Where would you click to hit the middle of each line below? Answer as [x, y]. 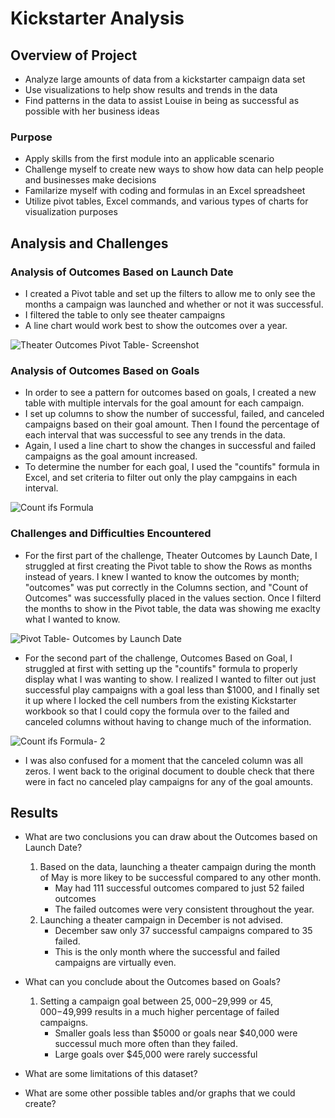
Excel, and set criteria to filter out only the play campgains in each [161, 478]
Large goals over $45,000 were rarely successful [156, 1054]
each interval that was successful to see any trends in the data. [155, 435]
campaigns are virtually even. [115, 963]
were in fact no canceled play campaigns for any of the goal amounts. [168, 781]
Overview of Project [74, 55]
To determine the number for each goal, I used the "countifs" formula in [172, 467]
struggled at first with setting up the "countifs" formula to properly [161, 668]
